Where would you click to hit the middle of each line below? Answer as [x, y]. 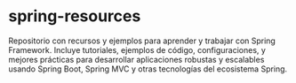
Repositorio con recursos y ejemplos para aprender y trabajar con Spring [142, 41]
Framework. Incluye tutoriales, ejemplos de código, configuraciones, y [137, 49]
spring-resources [75, 16]
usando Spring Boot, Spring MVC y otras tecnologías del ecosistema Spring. [148, 69]
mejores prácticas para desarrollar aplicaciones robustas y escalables [136, 59]
